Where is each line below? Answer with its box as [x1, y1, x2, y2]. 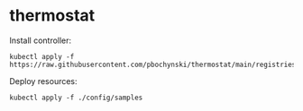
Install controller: [9, 35, 72, 46]
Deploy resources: [9, 75, 78, 86]
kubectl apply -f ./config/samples [9, 93, 143, 102]
